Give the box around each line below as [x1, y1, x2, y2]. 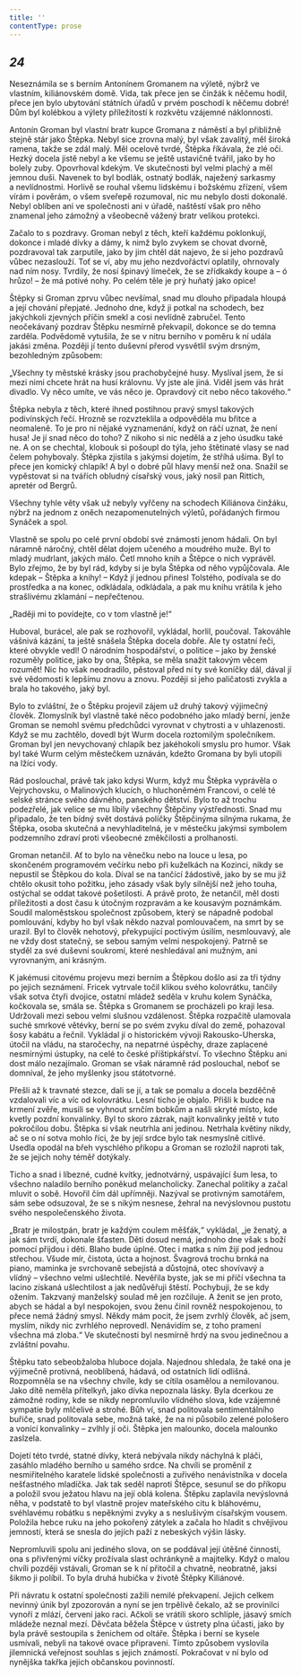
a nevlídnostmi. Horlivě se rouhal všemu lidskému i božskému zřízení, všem [9, 181, 288, 193]
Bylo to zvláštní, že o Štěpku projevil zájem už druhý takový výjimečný [9, 701, 269, 712]
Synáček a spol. [9, 517, 69, 528]
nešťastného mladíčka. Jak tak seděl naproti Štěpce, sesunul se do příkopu [9, 1479, 287, 1490]
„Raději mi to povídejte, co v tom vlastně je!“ [9, 609, 172, 619]
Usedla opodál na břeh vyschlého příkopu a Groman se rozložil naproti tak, [9, 1142, 285, 1154]
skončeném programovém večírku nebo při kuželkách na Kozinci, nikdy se [9, 859, 284, 871]
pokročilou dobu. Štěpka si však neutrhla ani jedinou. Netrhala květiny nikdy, [9, 1123, 291, 1134]
